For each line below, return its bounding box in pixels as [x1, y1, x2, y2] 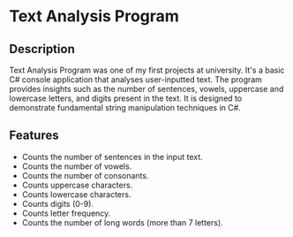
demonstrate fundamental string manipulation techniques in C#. [9, 103, 241, 112]
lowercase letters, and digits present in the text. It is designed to [9, 93, 243, 103]
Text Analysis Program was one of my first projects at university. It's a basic [9, 65, 285, 75]
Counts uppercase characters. [21, 180, 133, 190]
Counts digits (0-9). [21, 198, 94, 209]
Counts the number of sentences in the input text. [21, 151, 203, 162]
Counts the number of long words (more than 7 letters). [21, 217, 223, 227]
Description [9, 42, 75, 57]
